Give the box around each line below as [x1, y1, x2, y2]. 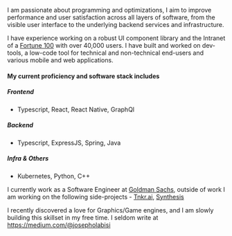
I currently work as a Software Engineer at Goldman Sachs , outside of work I [7, 185, 225, 193]
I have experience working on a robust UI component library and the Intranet [7, 34, 226, 42]
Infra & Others [7, 154, 49, 163]
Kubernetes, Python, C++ [17, 172, 90, 180]
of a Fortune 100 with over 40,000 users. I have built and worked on [7, 42, 201, 49]
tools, [7, 48, 24, 57]
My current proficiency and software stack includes [7, 72, 160, 80]
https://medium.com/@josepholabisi [7, 221, 111, 229]
